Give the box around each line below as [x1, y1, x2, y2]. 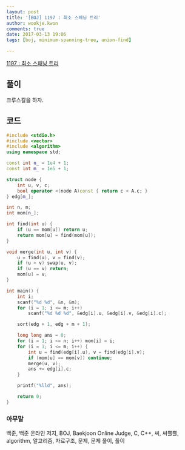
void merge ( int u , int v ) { [6, 249, 78, 255]
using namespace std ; [6, 149, 61, 155]
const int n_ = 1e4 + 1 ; [6, 160, 69, 167]
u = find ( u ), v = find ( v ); [17, 254, 86, 260]
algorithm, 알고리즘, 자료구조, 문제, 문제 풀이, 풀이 [6, 437, 126, 445]
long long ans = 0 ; [17, 333, 67, 339]
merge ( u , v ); [28, 360, 61, 366]
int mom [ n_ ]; [6, 210, 39, 216]
